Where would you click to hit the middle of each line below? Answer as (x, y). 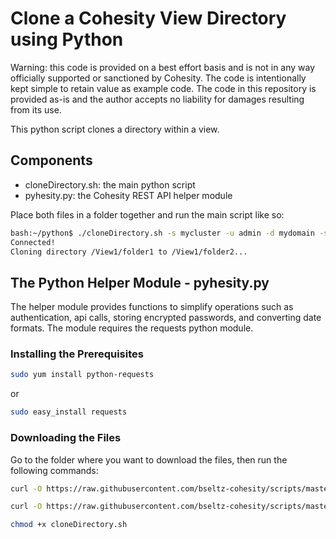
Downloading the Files (66, 438)
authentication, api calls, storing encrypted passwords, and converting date (166, 318)
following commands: (54, 470)
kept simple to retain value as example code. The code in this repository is (163, 88)
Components (51, 160)
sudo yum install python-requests (82, 375)
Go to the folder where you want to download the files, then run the (149, 459)
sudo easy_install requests (69, 412)
